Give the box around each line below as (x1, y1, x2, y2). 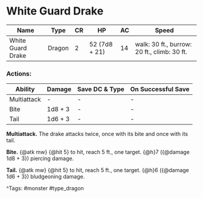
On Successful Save (130, 85, 190, 94)
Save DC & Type (77, 85, 125, 94)
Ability (15, 85, 35, 94)
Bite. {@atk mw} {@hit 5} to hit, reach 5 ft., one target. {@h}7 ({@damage (6, 148, 190, 156)
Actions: (6, 69, 32, 78)
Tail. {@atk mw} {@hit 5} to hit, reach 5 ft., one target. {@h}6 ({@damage (6, 167, 189, 174)
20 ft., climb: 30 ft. (135, 47, 187, 56)
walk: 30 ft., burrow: (135, 40, 192, 48)
